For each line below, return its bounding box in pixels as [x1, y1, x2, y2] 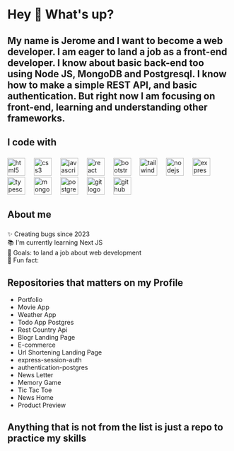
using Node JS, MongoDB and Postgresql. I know [7, 67, 227, 80]
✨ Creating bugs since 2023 [7, 230, 90, 238]
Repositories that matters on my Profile [7, 277, 184, 289]
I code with [7, 136, 57, 148]
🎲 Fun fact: [7, 256, 39, 265]
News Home [17, 394, 54, 402]
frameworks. [7, 112, 66, 124]
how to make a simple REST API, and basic [7, 79, 198, 91]
